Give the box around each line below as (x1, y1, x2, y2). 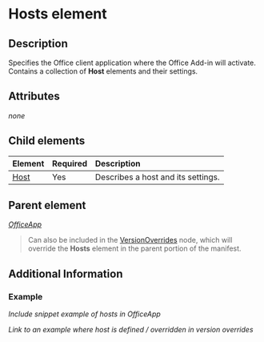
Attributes (8, 90, 60, 103)
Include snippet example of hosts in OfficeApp (8, 309, 162, 319)
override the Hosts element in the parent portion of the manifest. (27, 243, 242, 253)
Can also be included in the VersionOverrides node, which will (27, 235, 233, 245)
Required (51, 158, 88, 169)
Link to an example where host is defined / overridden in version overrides (8, 325, 254, 335)
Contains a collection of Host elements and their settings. (8, 66, 198, 76)
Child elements (8, 134, 86, 148)
